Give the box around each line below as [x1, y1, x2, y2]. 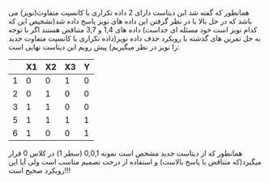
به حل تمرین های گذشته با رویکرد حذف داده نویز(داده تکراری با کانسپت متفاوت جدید [8, 33, 261, 43]
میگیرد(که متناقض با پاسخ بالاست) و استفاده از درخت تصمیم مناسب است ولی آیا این [8, 157, 262, 166]
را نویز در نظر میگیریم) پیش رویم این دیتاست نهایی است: [8, 42, 180, 52]
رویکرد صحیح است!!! [8, 166, 71, 175]
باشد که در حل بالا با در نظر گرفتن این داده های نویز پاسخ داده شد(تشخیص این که [8, 16, 253, 26]
